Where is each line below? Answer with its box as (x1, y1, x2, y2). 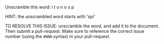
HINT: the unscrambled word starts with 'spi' (5, 14, 95, 19)
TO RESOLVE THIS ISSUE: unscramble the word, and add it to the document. (5, 23, 160, 29)
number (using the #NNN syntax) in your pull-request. (5, 34, 111, 39)
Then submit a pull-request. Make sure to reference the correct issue (5, 28, 144, 34)
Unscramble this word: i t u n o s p (5, 4, 74, 10)
